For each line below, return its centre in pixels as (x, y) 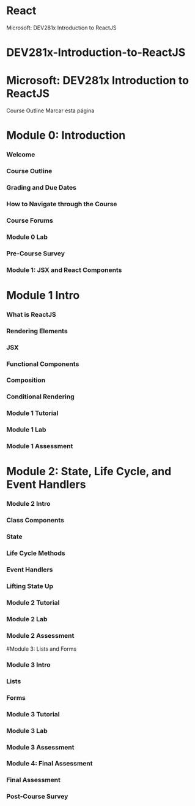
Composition (26, 380)
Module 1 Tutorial (32, 413)
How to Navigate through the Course (62, 204)
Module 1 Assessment (40, 446)
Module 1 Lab (26, 430)
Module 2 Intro (28, 504)
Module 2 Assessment (40, 635)
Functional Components (43, 364)
